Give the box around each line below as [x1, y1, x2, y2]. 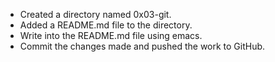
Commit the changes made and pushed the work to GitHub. [19, 40, 266, 52]
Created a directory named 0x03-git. [19, 9, 172, 20]
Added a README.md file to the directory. [19, 19, 193, 31]
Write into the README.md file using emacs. [19, 30, 203, 41]
